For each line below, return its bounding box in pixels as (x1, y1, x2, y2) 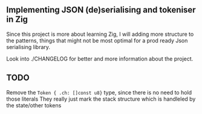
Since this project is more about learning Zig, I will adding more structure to (6, 30, 194, 38)
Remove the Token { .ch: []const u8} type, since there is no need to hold (6, 89, 192, 96)
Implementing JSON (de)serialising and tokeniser (6, 5, 196, 15)
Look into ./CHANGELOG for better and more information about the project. (6, 55, 194, 62)
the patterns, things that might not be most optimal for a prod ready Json (6, 36, 188, 44)
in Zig (6, 15, 28, 25)
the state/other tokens (6, 101, 62, 109)
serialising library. (6, 43, 50, 50)
